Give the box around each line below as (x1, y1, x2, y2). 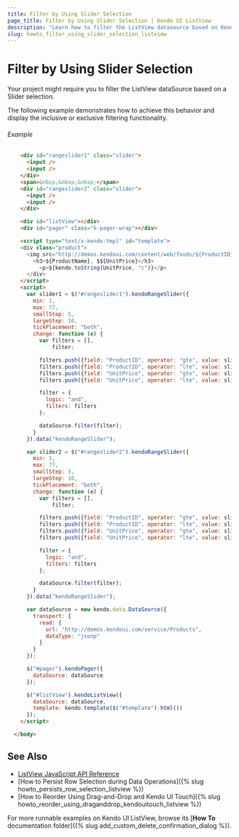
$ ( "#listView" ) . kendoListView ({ (26, 691, 122, 699)
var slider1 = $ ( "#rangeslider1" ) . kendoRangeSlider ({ (26, 290, 190, 298)
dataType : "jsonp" (45, 632, 100, 639)
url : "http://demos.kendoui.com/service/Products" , (45, 626, 202, 633)
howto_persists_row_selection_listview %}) (17, 784, 144, 793)
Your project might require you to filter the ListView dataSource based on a (7, 85, 227, 93)
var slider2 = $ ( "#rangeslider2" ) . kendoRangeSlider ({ (26, 448, 190, 455)
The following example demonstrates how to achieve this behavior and (7, 106, 215, 115)
